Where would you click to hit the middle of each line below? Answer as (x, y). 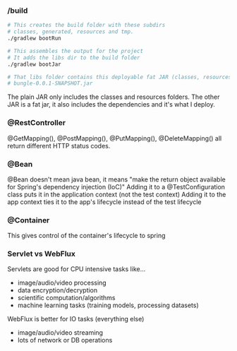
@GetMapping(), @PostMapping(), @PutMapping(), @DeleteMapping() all (115, 138)
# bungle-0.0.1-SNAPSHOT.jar (50, 83)
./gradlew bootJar (34, 64)
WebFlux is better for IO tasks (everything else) (76, 319)
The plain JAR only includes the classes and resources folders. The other (114, 97)
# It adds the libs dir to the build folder (74, 58)
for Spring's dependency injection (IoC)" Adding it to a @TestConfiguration (116, 186)
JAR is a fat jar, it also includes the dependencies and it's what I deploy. (111, 105)
